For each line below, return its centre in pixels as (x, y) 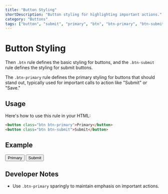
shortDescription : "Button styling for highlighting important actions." (84, 14)
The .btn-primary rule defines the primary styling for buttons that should (80, 77)
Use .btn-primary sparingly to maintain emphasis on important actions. (86, 186)
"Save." (13, 88)
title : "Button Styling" (31, 10)
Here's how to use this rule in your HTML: (48, 116)
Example (19, 145)
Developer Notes (32, 174)
